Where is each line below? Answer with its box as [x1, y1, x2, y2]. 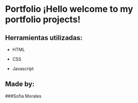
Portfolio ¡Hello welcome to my [5, 3, 134, 15]
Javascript [12, 66, 34, 71]
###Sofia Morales [5, 93, 42, 99]
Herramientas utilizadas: [5, 34, 83, 42]
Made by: [5, 80, 34, 88]
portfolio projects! [5, 14, 81, 25]
